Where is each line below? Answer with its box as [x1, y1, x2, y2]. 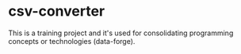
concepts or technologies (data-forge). [8, 36, 136, 45]
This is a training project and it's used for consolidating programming [8, 28, 234, 38]
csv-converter [8, 2, 105, 20]
